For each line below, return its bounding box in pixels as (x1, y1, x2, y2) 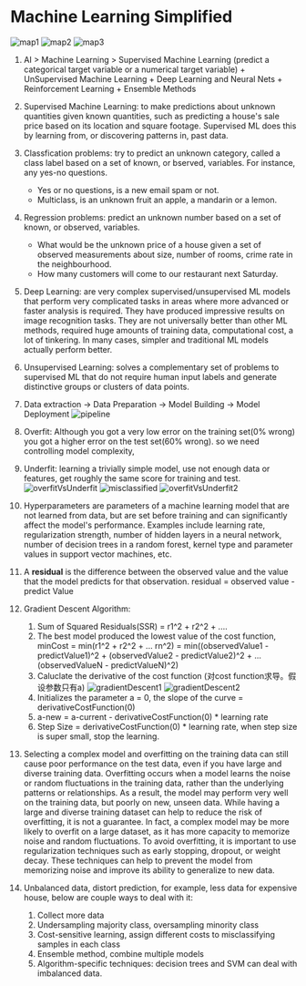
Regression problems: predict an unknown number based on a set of (23, 211, 281, 222)
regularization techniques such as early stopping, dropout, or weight (23, 845, 281, 856)
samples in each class (36, 939, 121, 950)
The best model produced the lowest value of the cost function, (36, 631, 277, 642)
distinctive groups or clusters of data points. (23, 381, 190, 392)
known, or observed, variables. (23, 221, 140, 232)
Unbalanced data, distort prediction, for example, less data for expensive (23, 882, 298, 893)
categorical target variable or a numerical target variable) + (23, 64, 246, 75)
